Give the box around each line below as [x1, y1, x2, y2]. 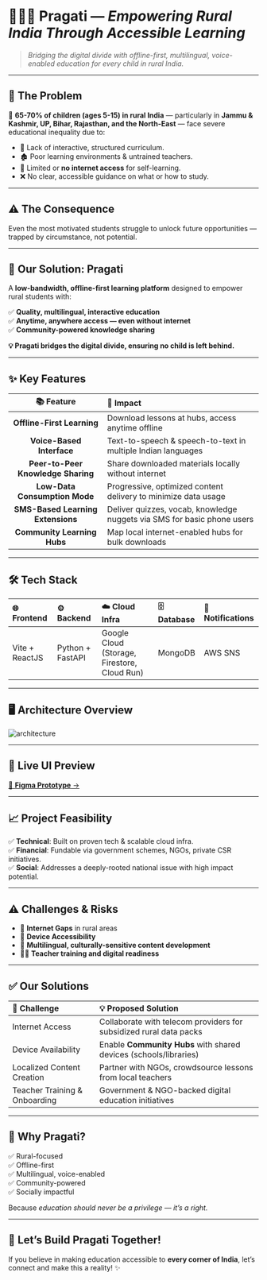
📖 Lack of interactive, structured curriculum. [19, 142, 164, 152]
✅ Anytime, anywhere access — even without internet [8, 316, 191, 326]
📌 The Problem [8, 89, 83, 102]
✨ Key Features [8, 372, 86, 385]
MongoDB [157, 648, 196, 658]
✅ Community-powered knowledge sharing [8, 325, 155, 335]
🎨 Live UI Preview [8, 759, 95, 773]
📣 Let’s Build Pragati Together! [8, 1233, 161, 1247]
